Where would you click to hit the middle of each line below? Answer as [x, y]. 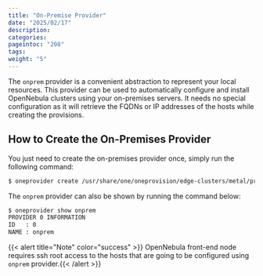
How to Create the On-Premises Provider [110, 139]
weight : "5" [27, 60]
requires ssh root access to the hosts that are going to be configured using [129, 256]
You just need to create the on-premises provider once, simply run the [121, 158]
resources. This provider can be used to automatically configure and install [129, 89]
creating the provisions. [46, 114]
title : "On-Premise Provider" [58, 15]
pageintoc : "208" [36, 45]
